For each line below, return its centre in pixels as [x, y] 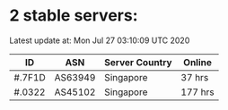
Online [198, 62]
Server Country [138, 62]
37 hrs [195, 77]
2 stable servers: [74, 16]
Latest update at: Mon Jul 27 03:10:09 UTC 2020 [100, 40]
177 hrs [197, 92]
